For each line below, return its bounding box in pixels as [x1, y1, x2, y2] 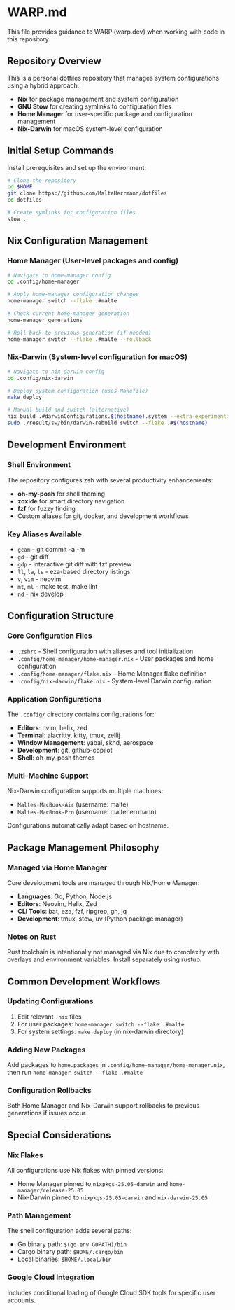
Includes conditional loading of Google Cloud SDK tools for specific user [7, 1288, 216, 1297]
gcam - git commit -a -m [17, 545, 85, 553]
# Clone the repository [7, 176, 77, 184]
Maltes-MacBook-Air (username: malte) [17, 800, 129, 809]
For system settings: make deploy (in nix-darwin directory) [17, 1027, 184, 1036]
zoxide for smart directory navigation [17, 496, 125, 505]
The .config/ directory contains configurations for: [7, 710, 155, 718]
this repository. [7, 34, 51, 43]
